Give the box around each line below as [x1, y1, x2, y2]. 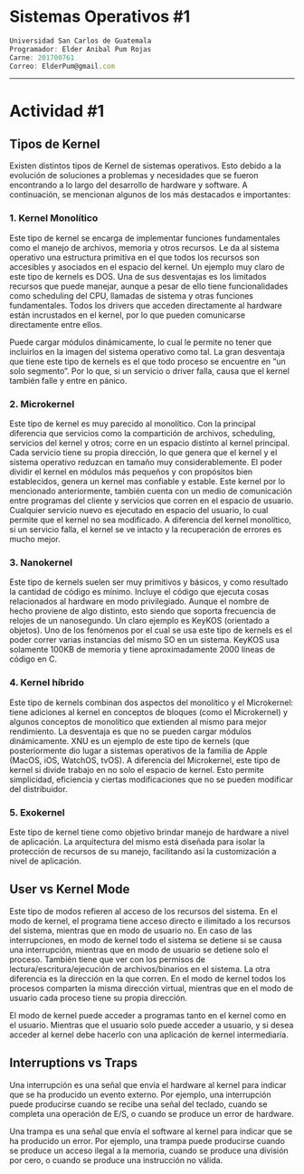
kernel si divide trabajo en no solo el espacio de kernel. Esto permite [9, 764, 264, 775]
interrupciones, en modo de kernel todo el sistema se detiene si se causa [9, 934, 282, 945]
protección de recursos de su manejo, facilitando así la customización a [9, 845, 277, 856]
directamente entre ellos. [9, 319, 102, 329]
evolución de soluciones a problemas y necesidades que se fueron [9, 170, 260, 181]
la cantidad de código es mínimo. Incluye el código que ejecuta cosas [9, 587, 270, 597]
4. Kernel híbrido [9, 676, 84, 689]
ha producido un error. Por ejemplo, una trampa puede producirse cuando [9, 1135, 285, 1146]
